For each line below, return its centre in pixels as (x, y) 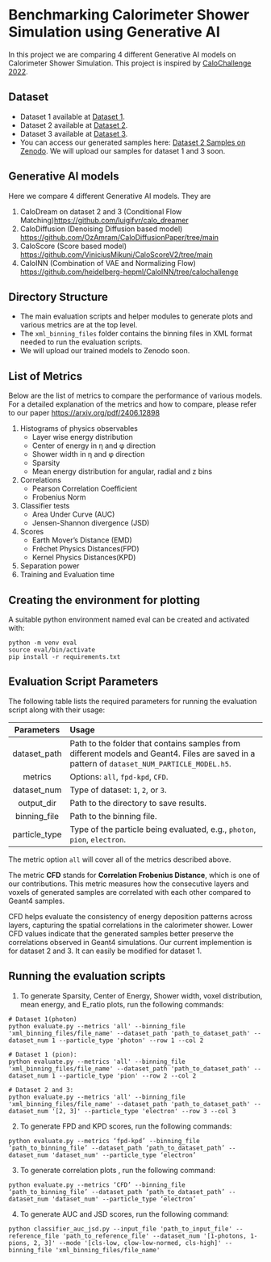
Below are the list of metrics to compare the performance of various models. (135, 396)
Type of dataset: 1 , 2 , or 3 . (118, 790)
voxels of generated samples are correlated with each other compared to (130, 892)
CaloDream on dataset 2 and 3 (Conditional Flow (101, 211)
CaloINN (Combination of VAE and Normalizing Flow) (108, 263)
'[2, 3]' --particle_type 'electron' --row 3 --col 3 (144, 1111)
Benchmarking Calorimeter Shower (129, 15)
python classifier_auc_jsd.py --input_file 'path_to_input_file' (120, 1229)
